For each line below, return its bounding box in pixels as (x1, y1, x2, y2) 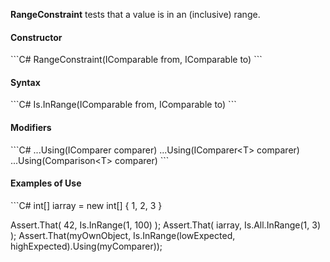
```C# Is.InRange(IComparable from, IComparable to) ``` (10, 99, 237, 111)
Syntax (10, 76, 41, 88)
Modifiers (10, 122, 52, 133)
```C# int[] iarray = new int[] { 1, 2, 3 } (10, 199, 163, 211)
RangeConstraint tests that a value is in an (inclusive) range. (10, 9, 261, 20)
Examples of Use (10, 177, 82, 189)
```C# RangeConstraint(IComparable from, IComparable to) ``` (10, 54, 263, 66)
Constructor (10, 31, 63, 43)
